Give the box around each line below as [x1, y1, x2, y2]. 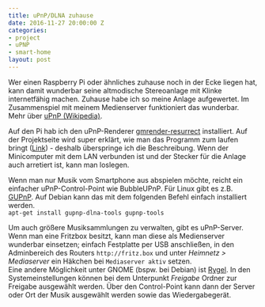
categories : [8, 26, 47, 34]
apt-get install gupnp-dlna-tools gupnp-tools [8, 209, 165, 217]
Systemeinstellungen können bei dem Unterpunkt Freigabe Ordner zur [8, 273, 237, 282]
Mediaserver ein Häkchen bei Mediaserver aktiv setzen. [8, 256, 192, 266]
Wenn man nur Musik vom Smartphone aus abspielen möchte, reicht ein [8, 175, 244, 184]
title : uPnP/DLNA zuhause [8, 11, 93, 20]
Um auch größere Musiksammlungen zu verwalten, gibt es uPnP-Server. [8, 222, 244, 232]
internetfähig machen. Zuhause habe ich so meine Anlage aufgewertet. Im [8, 94, 249, 104]
